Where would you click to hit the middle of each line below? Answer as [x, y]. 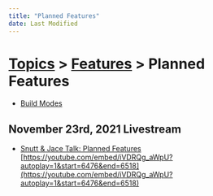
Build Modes [41, 103]
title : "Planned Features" [54, 16]
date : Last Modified [43, 24]
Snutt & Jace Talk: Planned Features [80, 149]
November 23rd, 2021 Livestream [95, 129]
